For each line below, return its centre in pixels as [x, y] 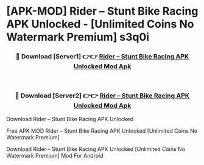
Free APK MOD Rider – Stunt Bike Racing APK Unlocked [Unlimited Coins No [102, 131]
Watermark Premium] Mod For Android [55, 155]
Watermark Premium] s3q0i [78, 37]
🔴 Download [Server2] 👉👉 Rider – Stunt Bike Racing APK [102, 96]
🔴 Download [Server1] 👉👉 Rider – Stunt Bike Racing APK [102, 57]
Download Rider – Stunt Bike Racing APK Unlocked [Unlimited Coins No [96, 149]
